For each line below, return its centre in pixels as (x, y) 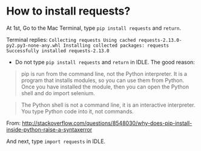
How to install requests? (68, 11)
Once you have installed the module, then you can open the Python (105, 87)
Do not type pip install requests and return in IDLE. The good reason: (105, 62)
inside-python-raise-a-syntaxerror (49, 129)
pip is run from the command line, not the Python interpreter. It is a (104, 73)
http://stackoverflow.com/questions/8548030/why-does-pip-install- (107, 123)
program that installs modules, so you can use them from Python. (103, 80)
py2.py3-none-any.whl (34, 45)
